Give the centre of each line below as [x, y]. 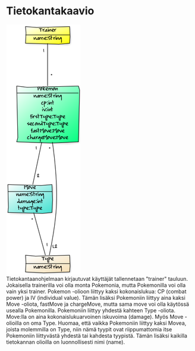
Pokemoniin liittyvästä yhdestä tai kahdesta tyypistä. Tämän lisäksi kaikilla [97, 336]
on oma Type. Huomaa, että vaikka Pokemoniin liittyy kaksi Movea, [105, 323]
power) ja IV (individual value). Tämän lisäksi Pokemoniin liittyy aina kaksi [96, 297]
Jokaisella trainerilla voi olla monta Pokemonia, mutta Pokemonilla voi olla [96, 285]
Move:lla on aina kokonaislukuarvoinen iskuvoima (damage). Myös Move [95, 316]
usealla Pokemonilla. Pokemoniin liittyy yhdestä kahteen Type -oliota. [91, 310]
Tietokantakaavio [50, 11]
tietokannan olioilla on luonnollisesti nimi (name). [66, 342]
